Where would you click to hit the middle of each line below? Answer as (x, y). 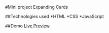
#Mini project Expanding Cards (36, 7)
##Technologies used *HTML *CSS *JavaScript (54, 16)
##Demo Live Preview (28, 26)
